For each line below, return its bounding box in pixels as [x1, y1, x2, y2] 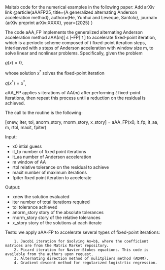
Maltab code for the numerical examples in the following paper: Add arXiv [5, 4, 155, 10]
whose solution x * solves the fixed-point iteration [5, 69, 105, 76]
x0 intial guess [12, 143, 42, 149]
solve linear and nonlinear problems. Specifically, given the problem [5, 50, 143, 56]
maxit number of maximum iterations [12, 169, 87, 176]
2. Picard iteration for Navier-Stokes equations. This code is [14, 247, 149, 252]
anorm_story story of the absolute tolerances [12, 210, 104, 216]
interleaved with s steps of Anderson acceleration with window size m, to [5, 45, 154, 51]
